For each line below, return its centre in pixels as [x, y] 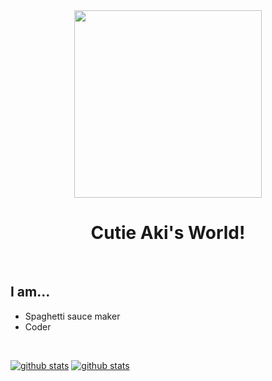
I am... [30, 292]
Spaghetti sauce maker [72, 316]
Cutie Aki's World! [168, 233]
